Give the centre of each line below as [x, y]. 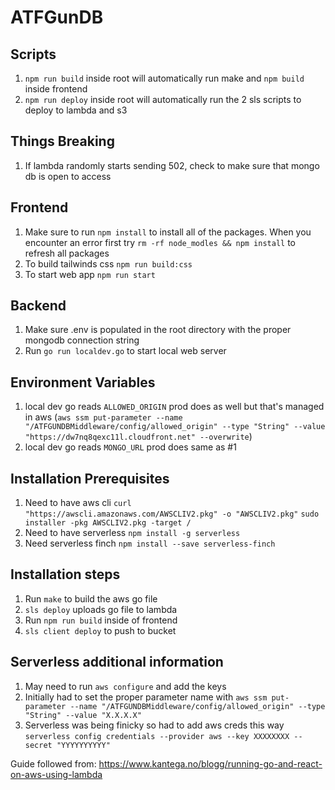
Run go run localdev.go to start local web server [125, 351]
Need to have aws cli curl [78, 503]
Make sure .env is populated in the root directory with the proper [158, 330]
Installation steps [65, 574]
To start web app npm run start [90, 274]
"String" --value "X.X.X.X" [83, 715]
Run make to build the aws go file [91, 598]
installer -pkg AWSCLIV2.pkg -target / [108, 523]
